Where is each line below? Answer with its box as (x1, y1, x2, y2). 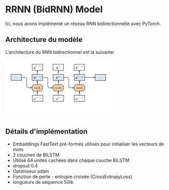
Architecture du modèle (5, 35, 83, 44)
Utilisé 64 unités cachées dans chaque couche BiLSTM (12, 157, 130, 163)
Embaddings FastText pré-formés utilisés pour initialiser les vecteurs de (12, 141, 164, 147)
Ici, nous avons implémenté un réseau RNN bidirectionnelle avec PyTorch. (5, 20, 161, 27)
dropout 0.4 (12, 162, 38, 168)
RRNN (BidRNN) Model (5, 4, 103, 15)
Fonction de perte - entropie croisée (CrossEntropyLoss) (12, 173, 133, 180)
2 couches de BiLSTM (12, 152, 60, 158)
